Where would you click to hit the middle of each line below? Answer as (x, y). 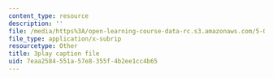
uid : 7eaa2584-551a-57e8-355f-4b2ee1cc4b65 (83, 62)
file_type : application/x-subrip (65, 39)
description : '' (36, 24)
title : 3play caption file (54, 54)
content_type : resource (49, 16)
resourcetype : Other (43, 46)
